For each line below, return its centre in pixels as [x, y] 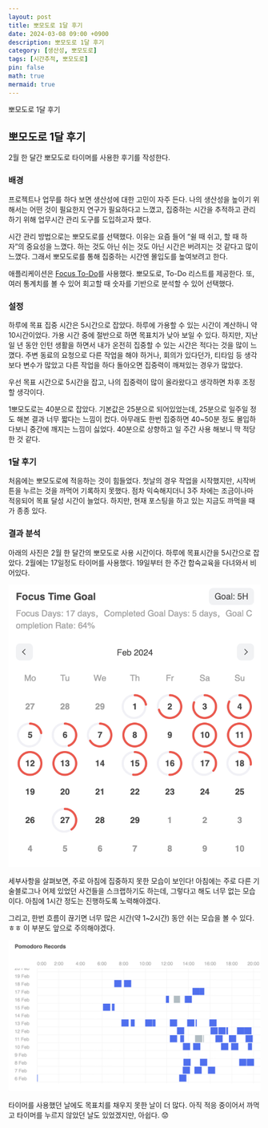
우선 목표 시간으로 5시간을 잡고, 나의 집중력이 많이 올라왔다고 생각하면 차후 [124, 382]
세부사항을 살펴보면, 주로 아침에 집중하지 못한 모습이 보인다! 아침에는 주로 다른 [130, 881]
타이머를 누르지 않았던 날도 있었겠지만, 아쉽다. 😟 [93, 1115]
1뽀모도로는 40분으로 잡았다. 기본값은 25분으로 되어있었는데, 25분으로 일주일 [128, 409]
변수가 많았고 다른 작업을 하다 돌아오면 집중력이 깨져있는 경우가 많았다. [133, 365]
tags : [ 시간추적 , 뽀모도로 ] [48, 59]
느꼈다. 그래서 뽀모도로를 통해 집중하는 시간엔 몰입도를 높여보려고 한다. [118, 256]
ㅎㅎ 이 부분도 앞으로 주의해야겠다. [62, 928]
